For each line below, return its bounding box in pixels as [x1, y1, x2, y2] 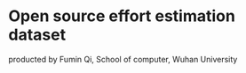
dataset [8, 25, 67, 45]
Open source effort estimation [8, 6, 236, 26]
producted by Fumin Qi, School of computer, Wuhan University [8, 54, 238, 64]
